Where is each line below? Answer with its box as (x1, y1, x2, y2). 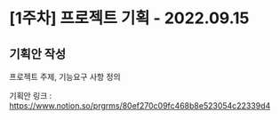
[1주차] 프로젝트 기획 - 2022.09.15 (9, 8, 250, 28)
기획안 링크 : (9, 91, 52, 100)
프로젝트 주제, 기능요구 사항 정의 (9, 72, 122, 82)
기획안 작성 (9, 46, 67, 61)
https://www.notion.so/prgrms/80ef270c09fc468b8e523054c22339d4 (9, 100, 271, 111)
